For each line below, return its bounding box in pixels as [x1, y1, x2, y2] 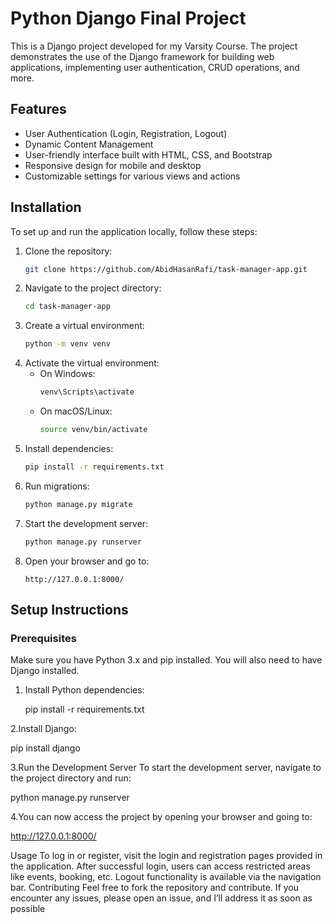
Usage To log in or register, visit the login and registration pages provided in [10, 850, 323, 862]
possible [10, 903, 46, 915]
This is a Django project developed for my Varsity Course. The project [10, 40, 298, 52]
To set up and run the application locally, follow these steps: [10, 225, 258, 237]
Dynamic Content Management [24, 138, 154, 150]
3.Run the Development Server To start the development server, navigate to [10, 762, 322, 774]
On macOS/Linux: [39, 405, 113, 417]
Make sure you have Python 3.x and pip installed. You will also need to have [10, 654, 323, 666]
